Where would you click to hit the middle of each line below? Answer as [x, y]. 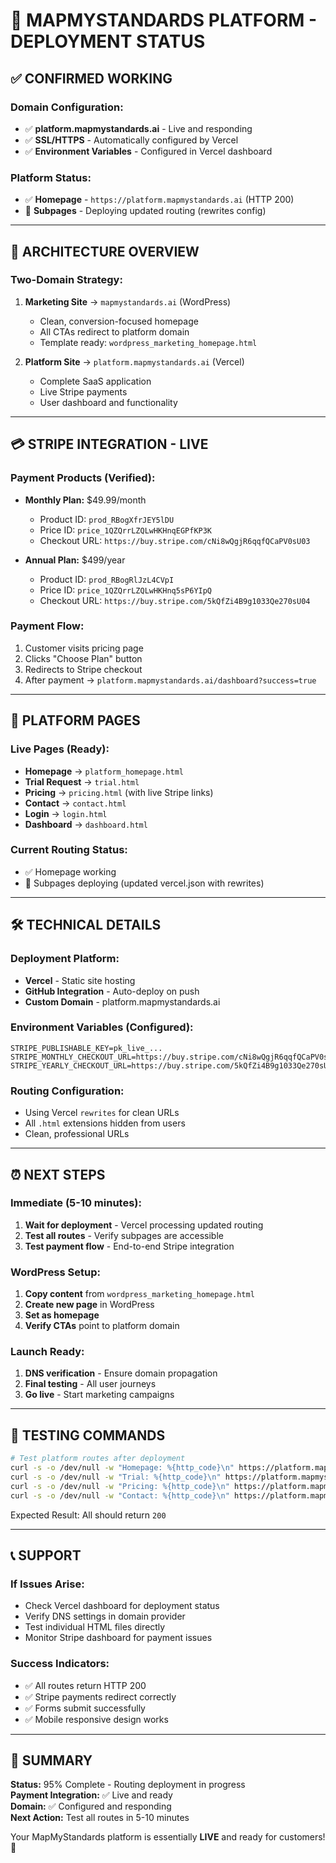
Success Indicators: [60, 1664]
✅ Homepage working [70, 871]
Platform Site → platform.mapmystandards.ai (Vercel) [134, 361]
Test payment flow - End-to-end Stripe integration [129, 1246]
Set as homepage [62, 1315]
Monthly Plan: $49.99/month [85, 500]
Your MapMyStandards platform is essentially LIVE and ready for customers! [168, 1837]
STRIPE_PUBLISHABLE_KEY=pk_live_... [86, 1048]
